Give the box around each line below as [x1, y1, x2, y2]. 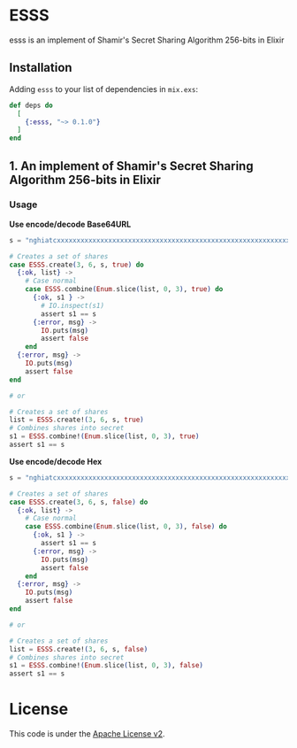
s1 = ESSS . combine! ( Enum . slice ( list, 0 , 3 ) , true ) [9, 432, 200, 441]
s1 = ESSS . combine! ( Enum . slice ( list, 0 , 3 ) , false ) [9, 661, 203, 670]
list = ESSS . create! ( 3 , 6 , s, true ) [9, 415, 144, 425]
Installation [9, 60, 72, 75]
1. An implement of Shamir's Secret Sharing [9, 158, 254, 174]
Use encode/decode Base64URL [9, 219, 132, 229]
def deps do [9, 101, 53, 110]
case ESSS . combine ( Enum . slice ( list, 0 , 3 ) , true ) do [25, 285, 224, 294]
